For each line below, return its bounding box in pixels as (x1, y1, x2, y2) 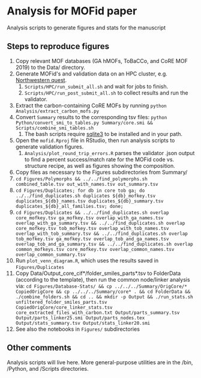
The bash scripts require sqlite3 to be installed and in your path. (24, 130, 182, 137)
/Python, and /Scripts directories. (7, 365, 89, 372)
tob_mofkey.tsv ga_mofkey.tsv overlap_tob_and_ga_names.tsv (15, 235, 169, 242)
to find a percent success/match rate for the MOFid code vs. (24, 156, 175, 163)
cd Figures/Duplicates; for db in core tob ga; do (15, 188, 145, 193)
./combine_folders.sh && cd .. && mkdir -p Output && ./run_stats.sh (15, 294, 194, 300)
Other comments (7, 343, 71, 353)
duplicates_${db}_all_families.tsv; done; (15, 203, 124, 209)
